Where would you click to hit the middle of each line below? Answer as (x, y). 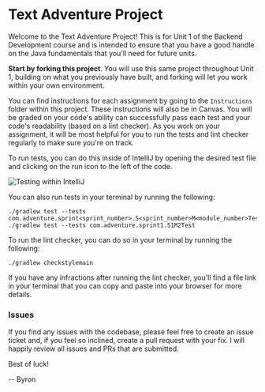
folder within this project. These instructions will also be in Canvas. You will (130, 109)
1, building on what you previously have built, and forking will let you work (128, 77)
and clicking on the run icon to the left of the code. (90, 166)
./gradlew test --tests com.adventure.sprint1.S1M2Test (102, 225)
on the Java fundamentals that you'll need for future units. (103, 53)
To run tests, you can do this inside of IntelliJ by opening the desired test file (132, 158)
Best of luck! (29, 364)
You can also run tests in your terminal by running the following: (112, 197)
